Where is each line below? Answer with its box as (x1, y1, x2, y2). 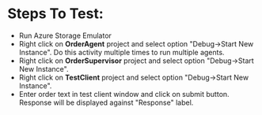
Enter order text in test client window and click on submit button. (18, 89, 230, 98)
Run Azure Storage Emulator (18, 31, 112, 40)
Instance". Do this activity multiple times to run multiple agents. (18, 47, 225, 57)
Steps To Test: (7, 5, 104, 23)
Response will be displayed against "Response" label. (18, 98, 194, 107)
